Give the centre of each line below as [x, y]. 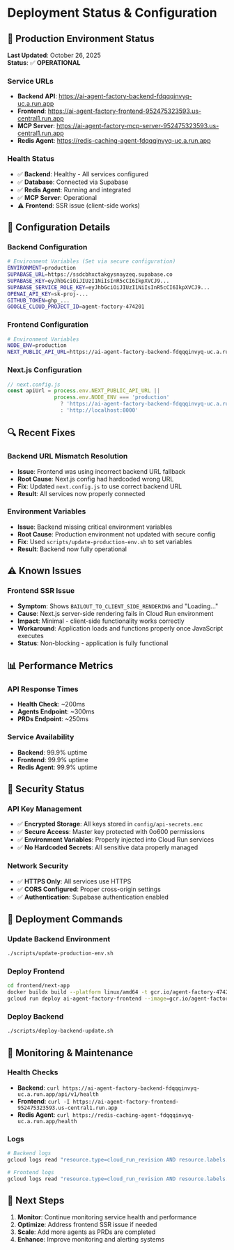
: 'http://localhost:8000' [99, 410]
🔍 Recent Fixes [41, 433]
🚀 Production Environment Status [81, 39]
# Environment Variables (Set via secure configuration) [92, 262]
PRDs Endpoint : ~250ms [53, 719]
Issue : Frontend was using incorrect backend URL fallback [101, 471]
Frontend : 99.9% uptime [53, 759]
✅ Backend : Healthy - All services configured [83, 174]
